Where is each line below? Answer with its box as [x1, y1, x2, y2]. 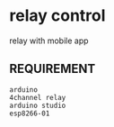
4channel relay [9, 93, 66, 102]
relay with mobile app [9, 35, 89, 46]
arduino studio [9, 101, 66, 110]
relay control [9, 5, 106, 26]
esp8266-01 [9, 109, 50, 118]
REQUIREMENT [9, 61, 96, 77]
